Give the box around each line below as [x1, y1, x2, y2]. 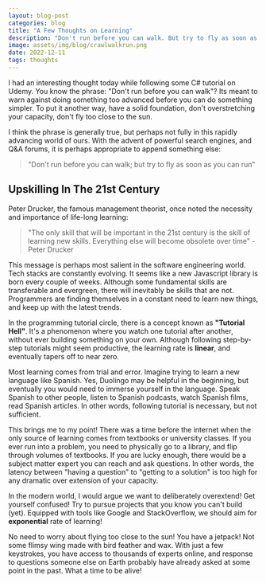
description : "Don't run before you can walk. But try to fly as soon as [8, 33, 258, 42]
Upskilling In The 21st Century [8, 182, 160, 196]
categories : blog [8, 19, 66, 27]
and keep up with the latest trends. [8, 302, 122, 311]
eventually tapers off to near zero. [8, 351, 119, 361]
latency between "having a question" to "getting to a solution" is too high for [8, 467, 258, 476]
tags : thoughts [8, 57, 59, 65]
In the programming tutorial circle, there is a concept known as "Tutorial [8, 318, 245, 327]
